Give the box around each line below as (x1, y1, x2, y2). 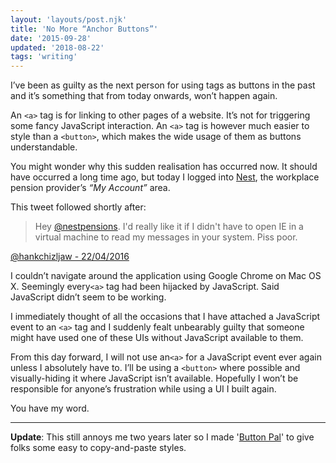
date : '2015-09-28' (10, 33, 92, 43)
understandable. (10, 141, 78, 153)
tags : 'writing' (10, 52, 78, 62)
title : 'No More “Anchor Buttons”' (10, 24, 159, 34)
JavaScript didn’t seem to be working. (10, 291, 167, 303)
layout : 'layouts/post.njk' (10, 14, 128, 25)
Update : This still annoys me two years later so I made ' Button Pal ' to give (10, 431, 315, 443)
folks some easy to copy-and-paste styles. (10, 442, 187, 454)
